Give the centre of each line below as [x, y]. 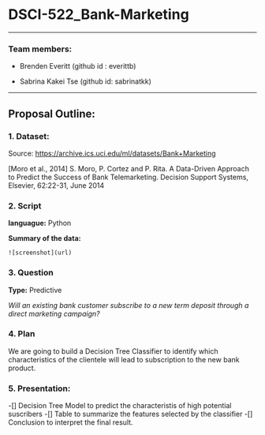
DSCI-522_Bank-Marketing [99, 15]
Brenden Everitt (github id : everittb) [78, 66]
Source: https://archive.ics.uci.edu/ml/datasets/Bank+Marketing [112, 153]
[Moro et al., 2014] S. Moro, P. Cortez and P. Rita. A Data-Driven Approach [129, 168]
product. [22, 368]
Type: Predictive [35, 290]
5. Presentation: [39, 388]
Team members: [40, 49]
